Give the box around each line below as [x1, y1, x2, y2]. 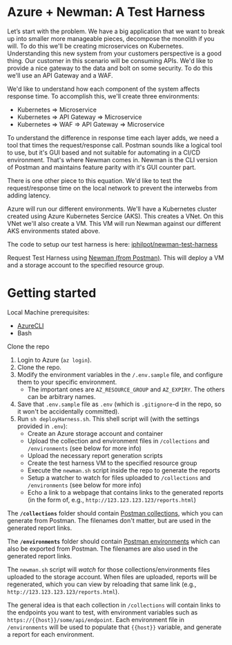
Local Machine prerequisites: [7, 308, 90, 316]
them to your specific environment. [17, 378, 117, 386]
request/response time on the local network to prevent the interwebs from [7, 184, 218, 192]
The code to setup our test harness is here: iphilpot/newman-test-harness [7, 240, 218, 248]
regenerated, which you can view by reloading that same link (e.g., [7, 580, 197, 588]
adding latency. [7, 191, 51, 200]
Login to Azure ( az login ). [17, 355, 92, 364]
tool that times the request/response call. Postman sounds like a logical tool [7, 141, 222, 149]
